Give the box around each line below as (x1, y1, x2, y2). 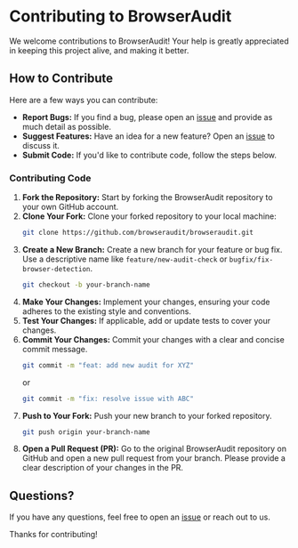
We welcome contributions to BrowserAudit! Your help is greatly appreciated (9, 36, 289, 46)
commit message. (21, 343, 88, 354)
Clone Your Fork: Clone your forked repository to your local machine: (21, 211, 278, 222)
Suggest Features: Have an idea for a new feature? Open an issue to (21, 131, 276, 141)
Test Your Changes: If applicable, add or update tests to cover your (21, 315, 271, 326)
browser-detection (21, 264, 91, 273)
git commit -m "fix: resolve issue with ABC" (21, 394, 194, 403)
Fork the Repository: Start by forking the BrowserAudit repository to (21, 192, 273, 203)
